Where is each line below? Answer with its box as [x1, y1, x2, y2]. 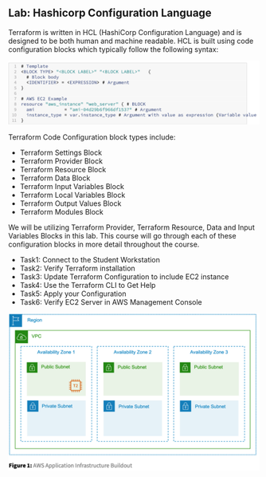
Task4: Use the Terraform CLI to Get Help [19, 280, 156, 290]
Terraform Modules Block [19, 207, 104, 216]
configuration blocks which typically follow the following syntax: [8, 44, 219, 54]
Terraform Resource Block [19, 164, 107, 174]
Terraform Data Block [19, 173, 91, 183]
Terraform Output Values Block [19, 199, 122, 208]
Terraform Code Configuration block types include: [8, 132, 176, 142]
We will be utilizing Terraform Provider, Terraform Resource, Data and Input [8, 223, 255, 232]
